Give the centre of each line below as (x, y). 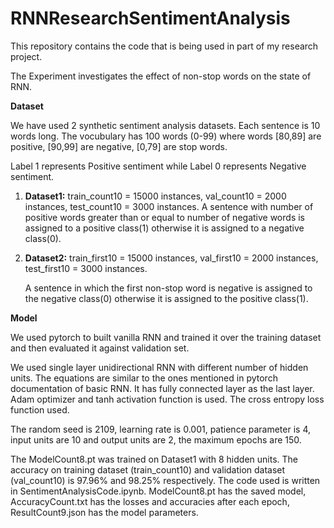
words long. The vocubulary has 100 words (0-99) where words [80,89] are (166, 136)
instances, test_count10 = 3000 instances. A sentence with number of (169, 206)
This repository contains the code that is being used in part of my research (164, 46)
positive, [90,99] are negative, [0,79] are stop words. (119, 146)
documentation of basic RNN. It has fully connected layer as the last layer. (162, 388)
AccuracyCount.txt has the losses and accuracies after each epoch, (150, 501)
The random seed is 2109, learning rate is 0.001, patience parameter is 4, (160, 429)
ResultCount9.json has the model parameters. (104, 512)
